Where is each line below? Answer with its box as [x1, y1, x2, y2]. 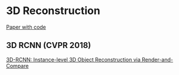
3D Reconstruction [6, 4, 100, 18]
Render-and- [141, 56, 173, 63]
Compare [6, 62, 29, 69]
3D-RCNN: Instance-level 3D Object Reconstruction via [6, 56, 141, 63]
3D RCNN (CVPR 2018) [6, 40, 92, 50]
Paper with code [6, 23, 46, 30]
